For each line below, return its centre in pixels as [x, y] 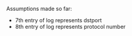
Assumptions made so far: [39, 9]
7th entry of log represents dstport [58, 20]
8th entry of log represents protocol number [70, 27]
